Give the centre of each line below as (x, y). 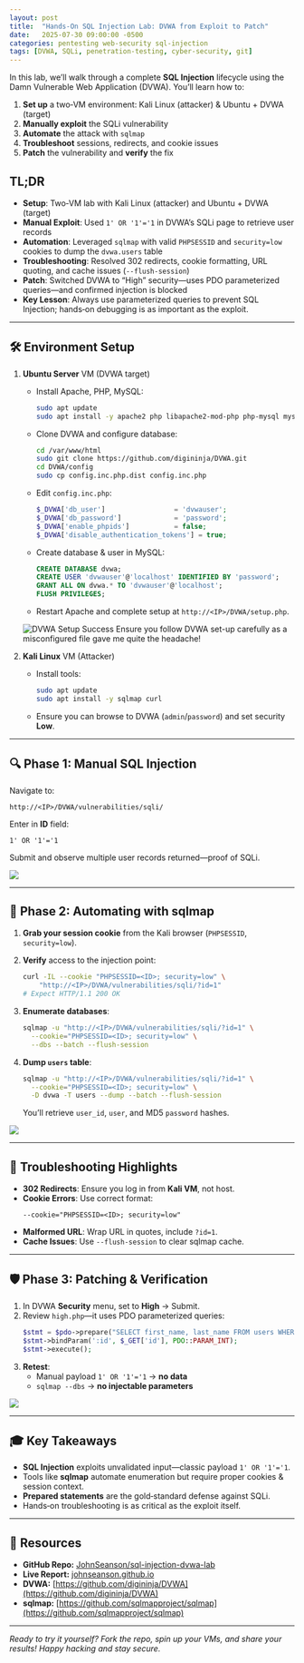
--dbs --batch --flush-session (90, 1044)
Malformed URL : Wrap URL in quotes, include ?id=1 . (120, 1232)
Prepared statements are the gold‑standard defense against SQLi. (147, 1496)
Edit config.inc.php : (74, 493)
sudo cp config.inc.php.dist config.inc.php (121, 476)
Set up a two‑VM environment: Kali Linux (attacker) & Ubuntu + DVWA (153, 104)
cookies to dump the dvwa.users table (92, 251)
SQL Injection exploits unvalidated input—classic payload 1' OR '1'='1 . (157, 1467)
